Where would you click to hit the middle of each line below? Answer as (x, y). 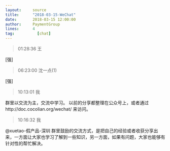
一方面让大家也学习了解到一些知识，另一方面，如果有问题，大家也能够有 (90, 137)
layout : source (26, 10)
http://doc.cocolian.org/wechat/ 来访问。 (48, 109)
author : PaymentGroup (32, 24)
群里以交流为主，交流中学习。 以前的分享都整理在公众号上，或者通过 (77, 103)
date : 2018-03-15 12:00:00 (41, 19)
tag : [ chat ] (28, 34)
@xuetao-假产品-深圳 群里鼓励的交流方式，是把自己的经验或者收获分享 (79, 131)
